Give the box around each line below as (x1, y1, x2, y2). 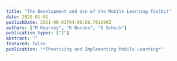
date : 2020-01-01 (6, 14, 49, 20)
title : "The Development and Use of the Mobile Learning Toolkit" (6, 8, 172, 15)
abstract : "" (6, 35, 38, 41)
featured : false (6, 41, 46, 47)
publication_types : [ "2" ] (6, 30, 69, 36)
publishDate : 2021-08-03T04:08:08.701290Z (6, 19, 111, 25)
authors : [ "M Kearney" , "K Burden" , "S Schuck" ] (6, 24, 127, 31)
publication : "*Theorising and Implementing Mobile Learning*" (6, 46, 164, 52)
